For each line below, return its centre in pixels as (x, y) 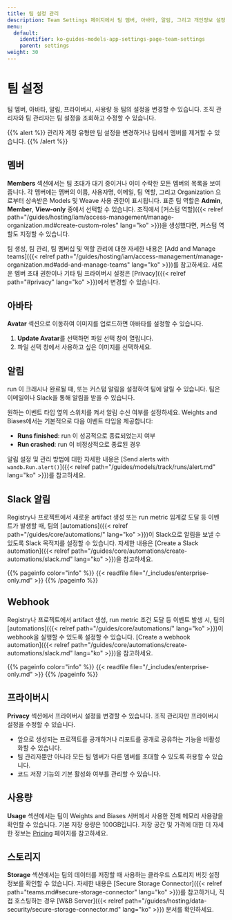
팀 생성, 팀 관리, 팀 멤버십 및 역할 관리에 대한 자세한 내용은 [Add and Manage (112, 248)
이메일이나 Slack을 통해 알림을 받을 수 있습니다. (71, 398)
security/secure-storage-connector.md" (64, 910)
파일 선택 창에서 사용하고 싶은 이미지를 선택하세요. (84, 347)
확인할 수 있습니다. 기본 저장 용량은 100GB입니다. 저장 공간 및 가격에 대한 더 (109, 824)
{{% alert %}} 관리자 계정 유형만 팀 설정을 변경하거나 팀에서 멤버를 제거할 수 (110, 132)
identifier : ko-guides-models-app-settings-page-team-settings (113, 39)
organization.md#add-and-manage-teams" (69, 265)
